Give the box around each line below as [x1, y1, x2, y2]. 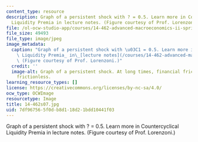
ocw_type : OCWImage [6, 90, 54, 96]
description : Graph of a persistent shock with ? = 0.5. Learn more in [6, 14, 186, 20]
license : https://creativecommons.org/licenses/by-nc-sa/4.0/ [6, 85, 162, 91]
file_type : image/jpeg [6, 36, 62, 42]
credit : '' [11, 63, 38, 69]
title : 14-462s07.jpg [6, 101, 60, 107]
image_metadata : [6, 42, 46, 48]
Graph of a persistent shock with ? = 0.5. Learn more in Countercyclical [6, 123, 179, 130]
